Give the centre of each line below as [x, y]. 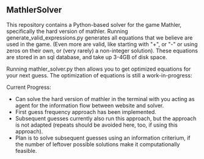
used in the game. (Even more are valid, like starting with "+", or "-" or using [102, 44]
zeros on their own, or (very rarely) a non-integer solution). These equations [102, 51]
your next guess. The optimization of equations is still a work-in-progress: [99, 75]
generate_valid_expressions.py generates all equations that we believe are [100, 37]
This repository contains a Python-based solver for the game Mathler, [94, 24]
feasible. [26, 150]
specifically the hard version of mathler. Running [67, 31]
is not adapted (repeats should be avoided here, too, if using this [97, 125]
